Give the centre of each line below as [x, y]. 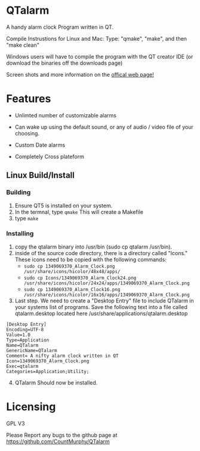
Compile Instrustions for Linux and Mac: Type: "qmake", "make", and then [96, 38]
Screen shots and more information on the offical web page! [80, 74]
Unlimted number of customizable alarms [65, 115]
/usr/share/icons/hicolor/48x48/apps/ [72, 271]
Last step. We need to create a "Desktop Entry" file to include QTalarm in [104, 301]
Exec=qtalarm [22, 366]
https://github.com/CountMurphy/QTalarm [58, 441]
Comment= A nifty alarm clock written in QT [62, 356]
